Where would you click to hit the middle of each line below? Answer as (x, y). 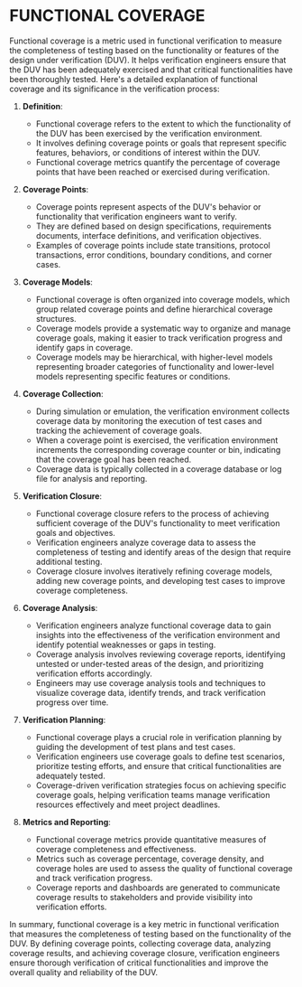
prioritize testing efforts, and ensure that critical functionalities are (159, 766)
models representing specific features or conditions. (133, 376)
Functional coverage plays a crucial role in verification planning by (159, 737)
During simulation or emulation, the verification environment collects (163, 411)
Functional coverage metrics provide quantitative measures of (151, 839)
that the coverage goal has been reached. (114, 459)
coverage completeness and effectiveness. (116, 849)
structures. (56, 318)
